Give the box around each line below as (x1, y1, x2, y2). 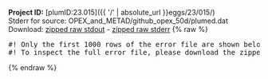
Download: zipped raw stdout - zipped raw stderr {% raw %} (8, 25, 209, 34)
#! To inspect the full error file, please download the (8, 48, 236, 57)
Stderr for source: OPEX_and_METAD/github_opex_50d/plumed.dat (8, 16, 229, 26)
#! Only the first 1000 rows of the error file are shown (8, 40, 240, 49)
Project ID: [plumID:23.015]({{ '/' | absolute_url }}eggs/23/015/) (8, 8, 215, 17)
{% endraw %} (8, 63, 57, 72)
